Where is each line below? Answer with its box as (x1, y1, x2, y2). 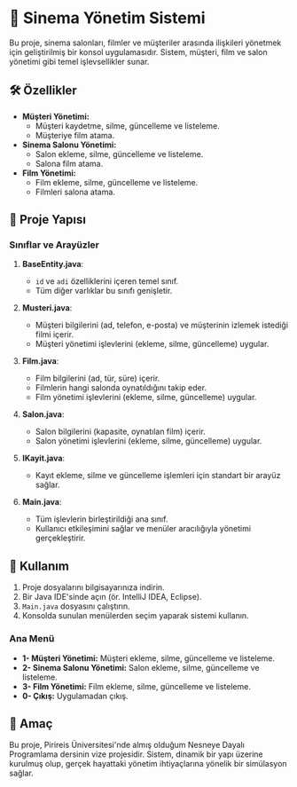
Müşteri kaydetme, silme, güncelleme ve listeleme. (35, 120, 220, 131)
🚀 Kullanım (9, 558, 69, 573)
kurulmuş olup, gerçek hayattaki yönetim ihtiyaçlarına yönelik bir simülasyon (9, 759, 287, 769)
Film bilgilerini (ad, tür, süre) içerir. (35, 373, 160, 384)
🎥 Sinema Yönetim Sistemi (9, 8, 206, 28)
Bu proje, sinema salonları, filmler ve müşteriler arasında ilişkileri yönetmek (9, 37, 282, 48)
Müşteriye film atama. (35, 130, 115, 140)
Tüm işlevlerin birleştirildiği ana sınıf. (35, 514, 168, 524)
